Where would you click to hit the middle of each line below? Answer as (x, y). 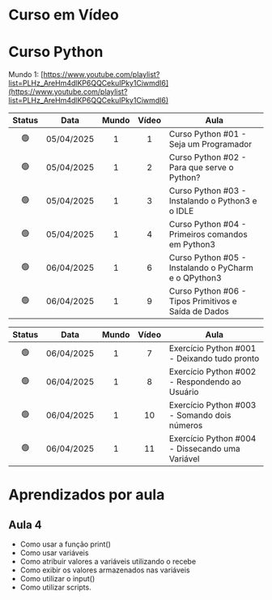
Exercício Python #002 (212, 372)
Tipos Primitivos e (203, 302)
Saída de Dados (199, 311)
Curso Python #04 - (208, 225)
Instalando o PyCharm (211, 268)
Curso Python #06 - (208, 291)
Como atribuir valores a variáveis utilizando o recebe (108, 562)
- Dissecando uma (204, 449)
